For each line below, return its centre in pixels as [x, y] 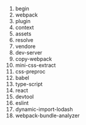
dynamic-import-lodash [44, 109]
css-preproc [30, 71]
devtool [24, 97]
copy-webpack [34, 59]
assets [23, 34]
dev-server [29, 52]
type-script [29, 84]
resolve [24, 40]
